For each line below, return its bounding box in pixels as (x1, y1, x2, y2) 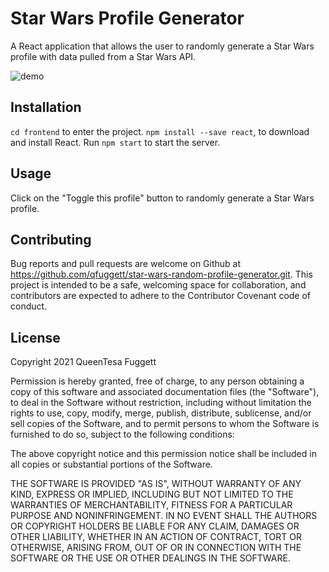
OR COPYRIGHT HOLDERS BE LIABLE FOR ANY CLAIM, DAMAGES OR (10, 520, 300, 532)
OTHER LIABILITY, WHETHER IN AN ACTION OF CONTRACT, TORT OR (10, 531, 302, 543)
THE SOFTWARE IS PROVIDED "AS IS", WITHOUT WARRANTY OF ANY (10, 478, 302, 490)
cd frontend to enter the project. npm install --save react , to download (10, 125, 310, 137)
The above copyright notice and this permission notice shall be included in (10, 448, 317, 460)
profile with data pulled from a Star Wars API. (10, 50, 197, 62)
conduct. (10, 300, 48, 312)
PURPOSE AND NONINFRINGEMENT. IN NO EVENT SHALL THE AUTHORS (10, 510, 318, 522)
